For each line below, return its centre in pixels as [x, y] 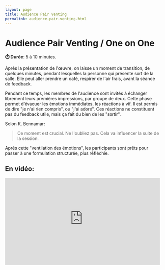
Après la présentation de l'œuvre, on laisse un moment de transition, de [78, 68]
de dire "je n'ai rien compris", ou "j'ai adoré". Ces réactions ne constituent [80, 109]
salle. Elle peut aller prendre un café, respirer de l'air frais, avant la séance [80, 79]
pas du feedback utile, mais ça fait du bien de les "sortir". [63, 114]
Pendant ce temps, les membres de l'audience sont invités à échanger [76, 93]
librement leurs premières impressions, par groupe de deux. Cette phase [79, 99]
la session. [28, 138]
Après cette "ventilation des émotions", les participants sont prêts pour [77, 148]
